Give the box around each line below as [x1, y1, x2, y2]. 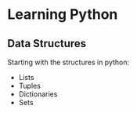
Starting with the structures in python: [7, 57, 130, 67]
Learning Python [7, 5, 118, 24]
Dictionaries [18, 89, 58, 99]
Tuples [18, 81, 41, 90]
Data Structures [7, 37, 87, 50]
